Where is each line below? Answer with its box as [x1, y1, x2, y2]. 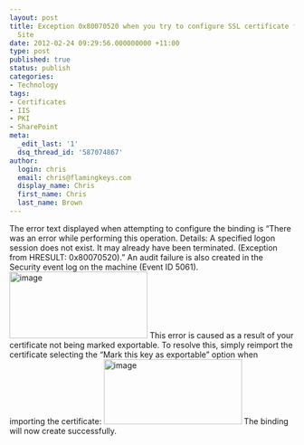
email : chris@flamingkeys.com [17, 173, 131, 182]
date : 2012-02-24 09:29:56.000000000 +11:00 [9, 38, 180, 48]
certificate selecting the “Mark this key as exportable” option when [9, 349, 259, 360]
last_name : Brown [17, 198, 83, 208]
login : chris [17, 165, 67, 174]
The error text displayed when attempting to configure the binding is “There [9, 222, 291, 233]
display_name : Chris [17, 182, 95, 191]
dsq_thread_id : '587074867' [17, 147, 124, 156]
